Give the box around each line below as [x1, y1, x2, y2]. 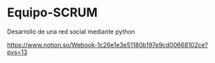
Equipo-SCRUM [7, 5, 98, 21]
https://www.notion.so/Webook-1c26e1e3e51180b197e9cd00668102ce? [7, 40, 208, 49]
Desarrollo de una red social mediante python [7, 27, 135, 36]
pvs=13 [7, 48, 28, 56]
